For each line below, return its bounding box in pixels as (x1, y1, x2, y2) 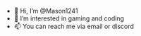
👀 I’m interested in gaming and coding (13, 14, 125, 23)
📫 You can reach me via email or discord (13, 22, 134, 30)
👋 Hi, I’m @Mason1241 (13, 7, 79, 15)
